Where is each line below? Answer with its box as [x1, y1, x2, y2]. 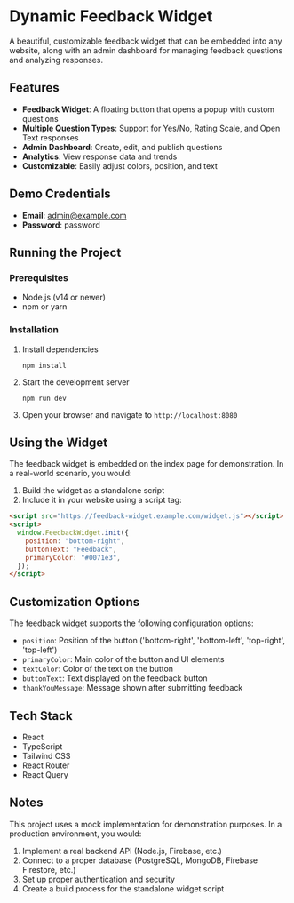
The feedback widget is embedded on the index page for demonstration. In [9, 459, 284, 469]
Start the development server [21, 376, 131, 388]
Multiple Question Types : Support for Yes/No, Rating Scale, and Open [21, 123, 281, 133]
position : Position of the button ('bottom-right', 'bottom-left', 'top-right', [21, 635, 286, 646]
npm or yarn [21, 301, 68, 312]
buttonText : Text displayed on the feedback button [21, 673, 208, 683]
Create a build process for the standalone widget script [21, 883, 225, 894]
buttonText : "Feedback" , [25, 545, 117, 554]
